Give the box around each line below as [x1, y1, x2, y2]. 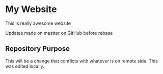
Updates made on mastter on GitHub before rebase [5, 30, 113, 36]
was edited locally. [5, 63, 44, 69]
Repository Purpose [5, 44, 70, 53]
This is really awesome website [5, 20, 71, 26]
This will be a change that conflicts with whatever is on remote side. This [5, 58, 158, 64]
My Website [5, 4, 57, 15]
